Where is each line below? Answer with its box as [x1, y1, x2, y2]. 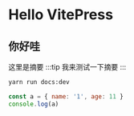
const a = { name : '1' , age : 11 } [8, 92, 124, 101]
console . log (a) [8, 100, 59, 108]
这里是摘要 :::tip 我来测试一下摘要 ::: [8, 62, 127, 71]
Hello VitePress [8, 6, 114, 24]
